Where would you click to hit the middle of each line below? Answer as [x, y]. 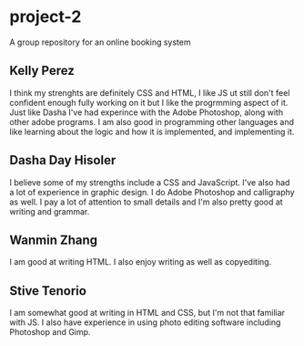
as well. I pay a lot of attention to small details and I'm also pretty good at [147, 202]
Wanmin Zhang [54, 240]
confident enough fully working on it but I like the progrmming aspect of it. [149, 102]
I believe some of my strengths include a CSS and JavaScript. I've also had [150, 182]
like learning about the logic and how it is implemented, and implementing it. [152, 131]
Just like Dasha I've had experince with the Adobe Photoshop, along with [147, 112]
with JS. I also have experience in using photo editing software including [145, 322]
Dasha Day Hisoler [63, 160]
